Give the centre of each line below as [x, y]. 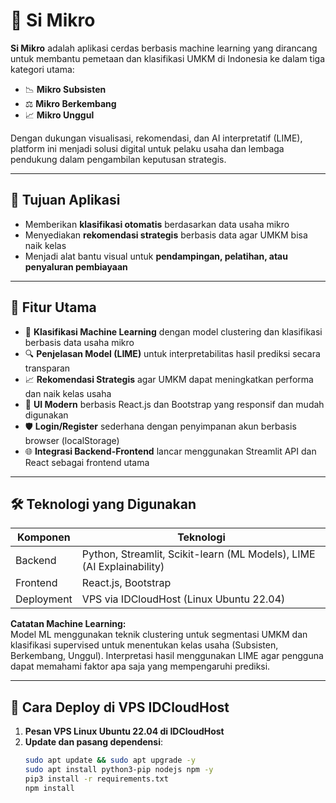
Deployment [44, 599]
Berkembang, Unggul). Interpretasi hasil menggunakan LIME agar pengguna [167, 656]
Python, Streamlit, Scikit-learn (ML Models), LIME [198, 554]
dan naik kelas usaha [68, 393]
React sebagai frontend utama [87, 462]
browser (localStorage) [72, 440]
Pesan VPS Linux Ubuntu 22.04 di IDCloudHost [124, 731]
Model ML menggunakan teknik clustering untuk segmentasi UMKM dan [159, 635]
